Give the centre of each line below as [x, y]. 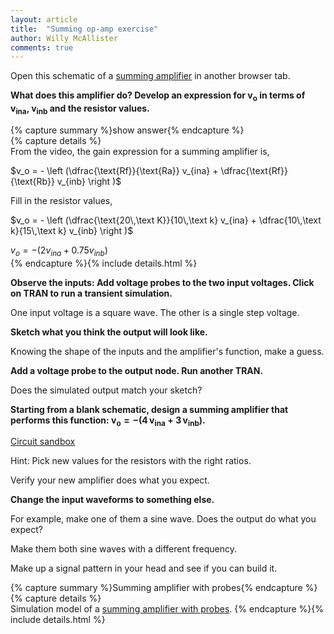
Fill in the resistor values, [61, 200]
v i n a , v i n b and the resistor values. [80, 109]
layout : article [44, 19]
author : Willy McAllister [64, 38]
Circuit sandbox [43, 442]
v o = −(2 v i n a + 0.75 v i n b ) [59, 251]
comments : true [42, 47]
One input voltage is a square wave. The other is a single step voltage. [155, 312]
